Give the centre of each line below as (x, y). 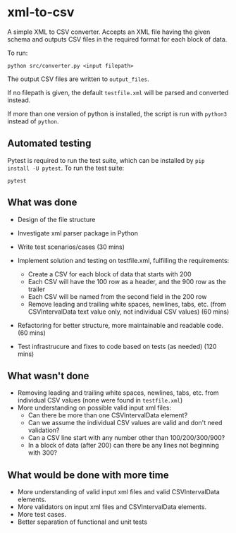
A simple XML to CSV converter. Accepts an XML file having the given (109, 32)
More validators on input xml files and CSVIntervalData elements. (112, 507)
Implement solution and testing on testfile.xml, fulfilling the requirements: (123, 260)
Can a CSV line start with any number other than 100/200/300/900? (126, 438)
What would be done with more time (88, 475)
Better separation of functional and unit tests (82, 522)
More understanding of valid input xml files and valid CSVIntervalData (118, 492)
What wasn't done (48, 375)
